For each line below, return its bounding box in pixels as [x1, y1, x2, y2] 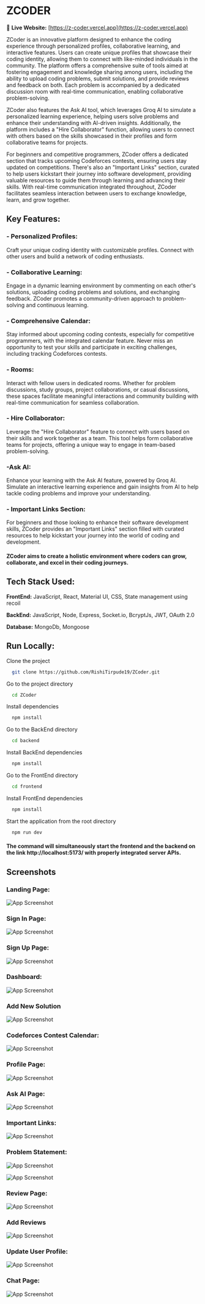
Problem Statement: [6, 1148, 67, 1156]
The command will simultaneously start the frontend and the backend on [6, 842, 196, 850]
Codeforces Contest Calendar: [6, 1031, 99, 1040]
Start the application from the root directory [6, 817, 116, 825]
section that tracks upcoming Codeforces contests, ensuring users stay [6, 157, 187, 164]
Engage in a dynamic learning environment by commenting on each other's [6, 282, 196, 289]
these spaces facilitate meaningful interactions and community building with [6, 392, 199, 400]
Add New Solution [6, 1002, 61, 1010]
